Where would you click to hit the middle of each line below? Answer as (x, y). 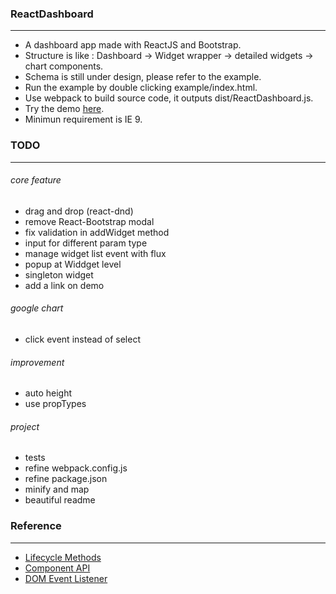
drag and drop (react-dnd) (79, 211)
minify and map (57, 489)
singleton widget (59, 274)
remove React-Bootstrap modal (89, 221)
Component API (57, 568)
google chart (37, 308)
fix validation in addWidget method (97, 232)
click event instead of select (82, 339)
